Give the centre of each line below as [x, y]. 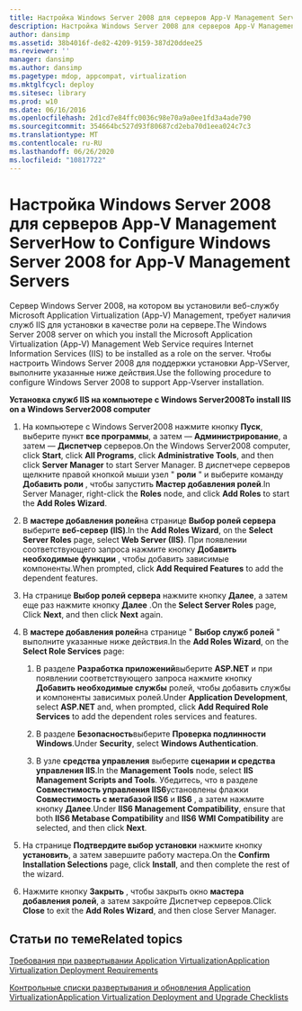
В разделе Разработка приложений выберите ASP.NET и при [154, 669]
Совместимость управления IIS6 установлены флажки [142, 790]
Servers [40, 281]
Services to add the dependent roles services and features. [147, 717]
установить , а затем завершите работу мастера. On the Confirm [146, 855]
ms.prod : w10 [34, 101]
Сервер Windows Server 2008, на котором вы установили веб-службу [144, 306]
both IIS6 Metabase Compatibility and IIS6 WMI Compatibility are [160, 818]
